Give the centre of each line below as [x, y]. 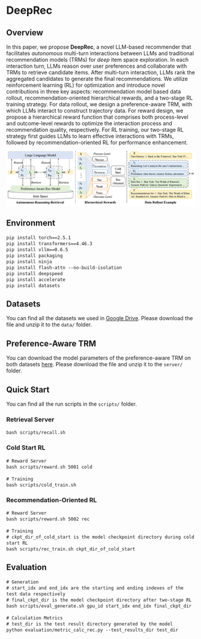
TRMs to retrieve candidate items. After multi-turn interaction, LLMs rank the [100, 72]
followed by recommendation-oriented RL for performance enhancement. [97, 142]
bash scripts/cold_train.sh [41, 485]
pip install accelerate [36, 279]
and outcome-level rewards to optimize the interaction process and [89, 123]
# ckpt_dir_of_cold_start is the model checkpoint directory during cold [100, 537]
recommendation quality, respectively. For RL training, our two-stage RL [95, 130]
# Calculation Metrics [34, 618]
